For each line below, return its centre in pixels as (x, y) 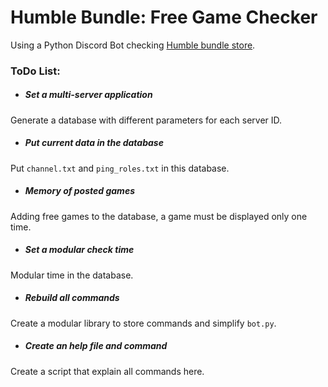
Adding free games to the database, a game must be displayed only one (159, 216)
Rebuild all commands (72, 298)
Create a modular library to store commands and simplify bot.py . (143, 323)
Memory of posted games (79, 191)
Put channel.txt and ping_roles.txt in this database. (120, 168)
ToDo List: (35, 71)
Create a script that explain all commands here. (107, 371)
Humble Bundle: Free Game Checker (164, 17)
